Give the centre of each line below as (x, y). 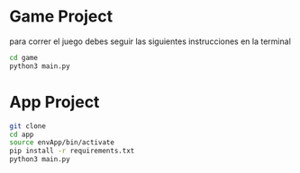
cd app (22, 134)
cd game (24, 57)
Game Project (61, 17)
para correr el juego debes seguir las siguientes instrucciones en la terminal (150, 41)
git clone (28, 126)
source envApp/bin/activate (62, 143)
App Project (55, 102)
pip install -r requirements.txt (72, 151)
